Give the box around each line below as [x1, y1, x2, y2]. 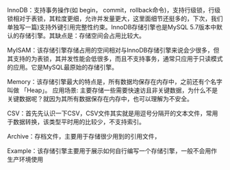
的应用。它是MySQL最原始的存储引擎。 [7, 63, 118, 71]
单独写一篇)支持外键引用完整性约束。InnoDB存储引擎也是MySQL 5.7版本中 [7, 23, 217, 31]
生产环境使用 [7, 156, 43, 163]
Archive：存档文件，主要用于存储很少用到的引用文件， [7, 132, 161, 140]
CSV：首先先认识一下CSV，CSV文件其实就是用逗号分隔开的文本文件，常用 [7, 109, 218, 117]
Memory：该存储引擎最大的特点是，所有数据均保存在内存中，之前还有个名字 [7, 78, 222, 85]
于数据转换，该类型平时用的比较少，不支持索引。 [7, 118, 145, 126]
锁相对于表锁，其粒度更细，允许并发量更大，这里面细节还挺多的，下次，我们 [7, 14, 223, 23]
